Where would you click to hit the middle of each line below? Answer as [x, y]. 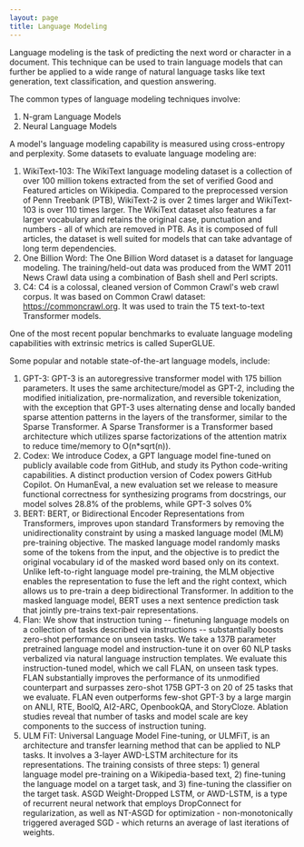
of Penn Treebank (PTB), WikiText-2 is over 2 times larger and [138, 200]
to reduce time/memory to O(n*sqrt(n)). [97, 445]
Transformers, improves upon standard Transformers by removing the [153, 523]
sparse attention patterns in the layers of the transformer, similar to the [155, 417]
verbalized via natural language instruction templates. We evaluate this [155, 658]
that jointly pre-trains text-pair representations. [110, 610]
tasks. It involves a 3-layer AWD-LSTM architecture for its [130, 754]
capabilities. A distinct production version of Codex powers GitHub [147, 474]
